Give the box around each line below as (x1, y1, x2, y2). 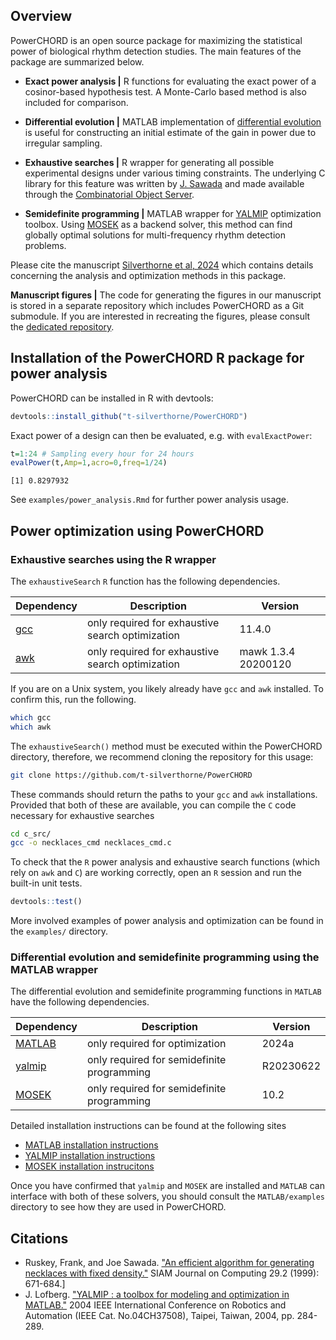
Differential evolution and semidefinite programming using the (10, 950, 320, 964)
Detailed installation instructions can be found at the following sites (10, 1120, 287, 1132)
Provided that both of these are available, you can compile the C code (10, 799, 297, 811)
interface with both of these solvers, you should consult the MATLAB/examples (10, 1190, 325, 1203)
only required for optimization (87, 1037, 227, 1051)
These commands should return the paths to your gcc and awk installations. (10, 788, 318, 800)
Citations (10, 1230, 69, 1247)
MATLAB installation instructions (24, 1139, 159, 1151)
